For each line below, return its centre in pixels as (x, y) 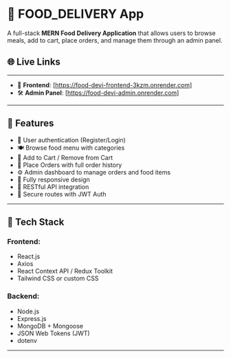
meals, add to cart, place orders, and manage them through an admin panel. (115, 40)
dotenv (27, 340)
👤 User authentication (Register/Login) (71, 139)
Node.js (28, 311)
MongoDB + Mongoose (50, 326)
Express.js (32, 318)
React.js (29, 256)
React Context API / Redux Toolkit (65, 271)
